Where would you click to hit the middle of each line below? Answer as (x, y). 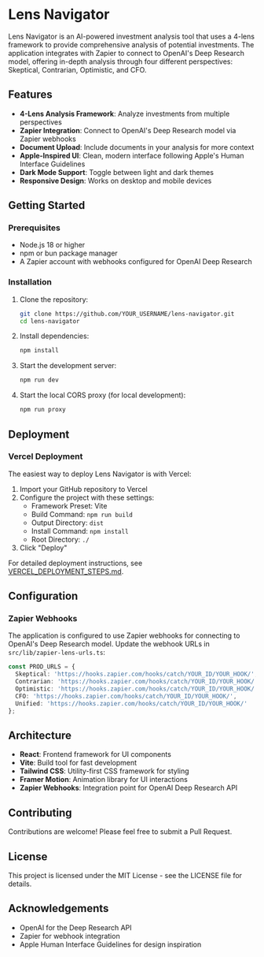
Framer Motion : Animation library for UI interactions (104, 780)
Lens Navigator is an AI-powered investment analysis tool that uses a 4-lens (132, 36)
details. (20, 884)
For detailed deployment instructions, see (75, 563)
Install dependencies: (54, 336)
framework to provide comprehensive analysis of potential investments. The (131, 44)
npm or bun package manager (68, 253)
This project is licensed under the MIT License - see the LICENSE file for (125, 876)
